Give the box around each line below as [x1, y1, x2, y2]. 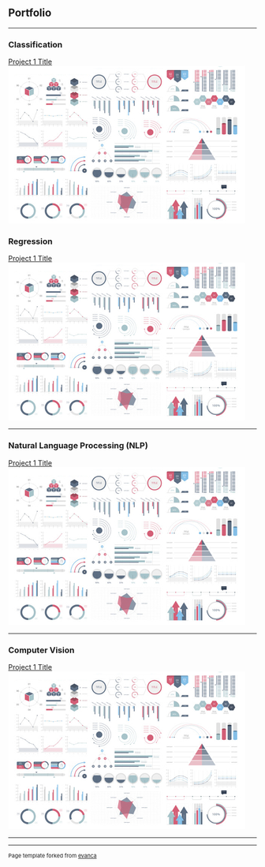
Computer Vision [8, 645, 75, 656]
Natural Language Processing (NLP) [8, 440, 148, 451]
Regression [8, 236, 53, 247]
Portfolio [8, 6, 52, 20]
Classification [8, 39, 63, 50]
